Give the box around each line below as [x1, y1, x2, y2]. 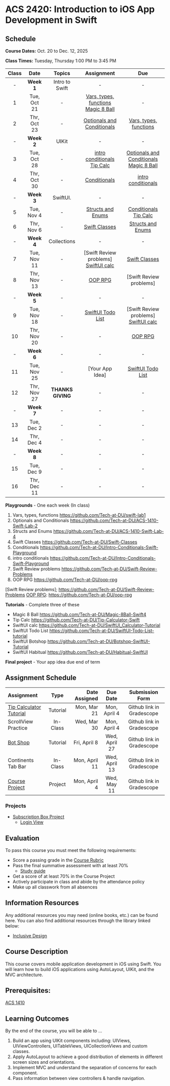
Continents [8, 756, 34, 763]
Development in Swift [5, 14, 97, 26]
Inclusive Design [12, 933, 47, 939]
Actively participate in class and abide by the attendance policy [12, 878, 145, 884]
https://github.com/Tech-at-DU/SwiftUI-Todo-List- [49, 628, 154, 634]
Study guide [20, 868, 46, 874]
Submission [129, 688, 158, 695]
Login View [20, 819, 44, 825]
